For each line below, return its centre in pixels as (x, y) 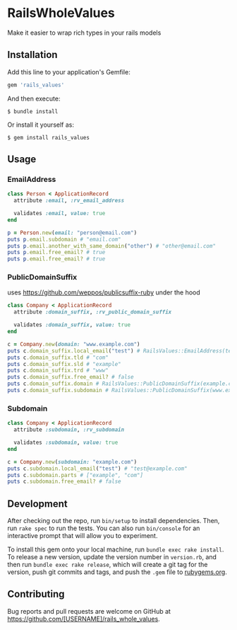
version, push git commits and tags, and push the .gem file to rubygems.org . (117, 572)
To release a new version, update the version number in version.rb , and (112, 557)
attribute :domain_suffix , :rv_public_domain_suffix (93, 312)
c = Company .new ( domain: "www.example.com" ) (74, 344)
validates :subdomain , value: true (66, 443)
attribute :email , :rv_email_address (69, 201)
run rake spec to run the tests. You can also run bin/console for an (104, 528)
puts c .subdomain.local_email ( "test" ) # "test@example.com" (98, 469)
